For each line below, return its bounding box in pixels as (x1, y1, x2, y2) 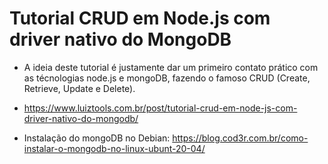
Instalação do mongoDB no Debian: (23, 132, 171, 144)
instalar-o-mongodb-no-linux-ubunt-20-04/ (23, 142, 206, 154)
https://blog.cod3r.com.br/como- (172, 132, 309, 144)
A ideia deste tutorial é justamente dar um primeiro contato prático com (23, 61, 319, 73)
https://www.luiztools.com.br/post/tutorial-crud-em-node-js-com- (23, 102, 298, 114)
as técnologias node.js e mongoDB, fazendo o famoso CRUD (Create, (23, 72, 311, 84)
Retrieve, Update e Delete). (23, 82, 136, 94)
